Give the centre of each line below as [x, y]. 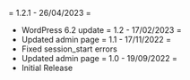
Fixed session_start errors [69, 49]
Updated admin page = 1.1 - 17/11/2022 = [96, 40]
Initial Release [47, 68]
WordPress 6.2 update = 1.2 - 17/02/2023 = [101, 30]
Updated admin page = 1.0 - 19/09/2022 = [99, 58]
